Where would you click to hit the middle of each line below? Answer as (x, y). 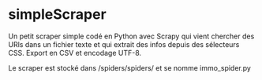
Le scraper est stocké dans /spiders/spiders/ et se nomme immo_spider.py (129, 67)
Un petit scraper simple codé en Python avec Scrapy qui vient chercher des (131, 36)
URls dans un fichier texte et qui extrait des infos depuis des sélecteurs (124, 44)
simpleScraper (57, 15)
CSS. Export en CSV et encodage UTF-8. (75, 53)
